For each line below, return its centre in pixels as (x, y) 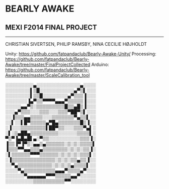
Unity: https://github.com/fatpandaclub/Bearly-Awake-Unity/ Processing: (81, 54)
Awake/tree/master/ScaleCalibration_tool (48, 75)
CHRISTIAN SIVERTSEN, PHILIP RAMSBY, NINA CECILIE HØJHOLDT (76, 44)
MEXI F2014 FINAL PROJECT (51, 27)
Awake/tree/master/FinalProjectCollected (48, 64)
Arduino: (100, 64)
